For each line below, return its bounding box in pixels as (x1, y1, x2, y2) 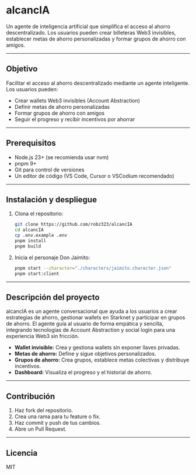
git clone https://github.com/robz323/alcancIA (14, 222, 132, 228)
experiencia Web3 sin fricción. (6, 333, 80, 340)
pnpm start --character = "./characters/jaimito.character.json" (14, 265, 172, 271)
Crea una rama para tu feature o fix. (14, 413, 101, 420)
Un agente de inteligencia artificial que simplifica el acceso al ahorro (6, 23, 171, 30)
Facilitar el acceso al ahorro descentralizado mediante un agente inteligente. (6, 80, 190, 87)
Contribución (6, 391, 55, 401)
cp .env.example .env (14, 232, 67, 239)
